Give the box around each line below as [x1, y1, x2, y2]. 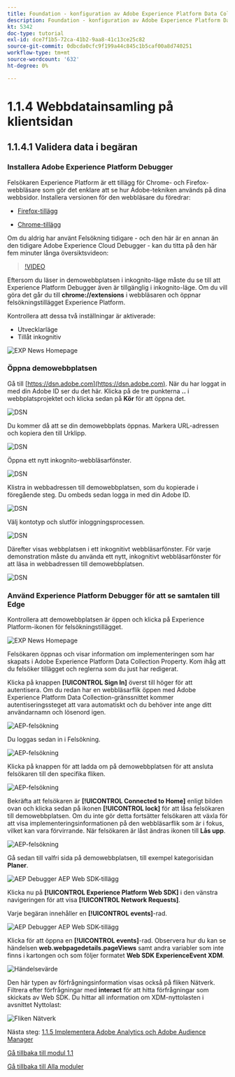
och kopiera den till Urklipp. [7, 428, 87, 437]
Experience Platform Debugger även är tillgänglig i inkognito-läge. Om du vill [7, 283, 228, 291]
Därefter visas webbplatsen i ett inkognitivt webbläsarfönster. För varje [7, 544, 211, 553]
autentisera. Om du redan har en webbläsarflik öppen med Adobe [7, 686, 197, 694]
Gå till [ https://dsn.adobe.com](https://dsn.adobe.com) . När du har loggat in [7, 379, 227, 388]
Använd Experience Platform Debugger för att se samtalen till [7, 591, 220, 600]
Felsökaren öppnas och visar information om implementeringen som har [7, 650, 215, 659]
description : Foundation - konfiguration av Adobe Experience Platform [7, 17, 220, 24]
